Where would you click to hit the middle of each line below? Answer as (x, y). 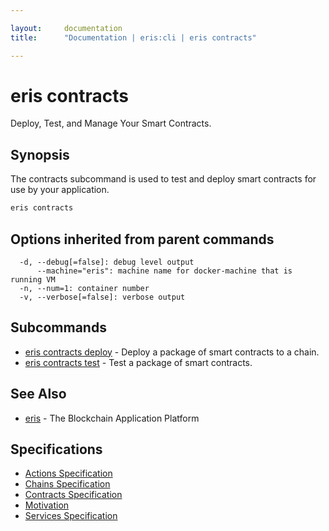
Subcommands (58, 327)
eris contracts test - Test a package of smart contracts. (138, 362)
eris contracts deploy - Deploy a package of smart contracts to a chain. (172, 352)
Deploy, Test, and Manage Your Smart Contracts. (111, 123)
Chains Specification (67, 484)
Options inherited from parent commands (142, 239)
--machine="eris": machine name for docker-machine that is (164, 271)
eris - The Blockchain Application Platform (112, 418)
